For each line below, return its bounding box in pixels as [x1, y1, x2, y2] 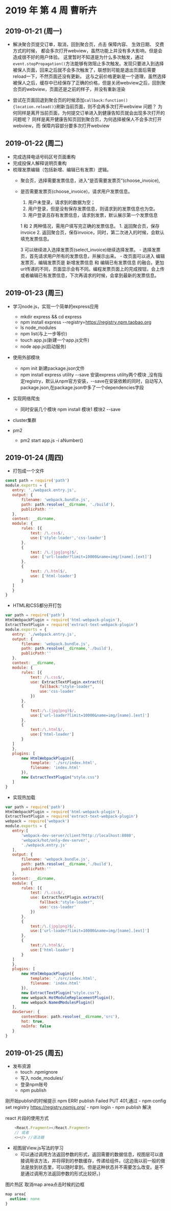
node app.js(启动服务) [20, 343, 66, 349]
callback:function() [84, 98, 128, 103]
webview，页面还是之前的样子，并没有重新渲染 [26, 86, 126, 92]
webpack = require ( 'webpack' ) [5, 819, 70, 824]
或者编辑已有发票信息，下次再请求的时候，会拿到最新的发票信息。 [20, 272, 159, 278]
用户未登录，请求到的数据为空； [28, 199, 95, 205]
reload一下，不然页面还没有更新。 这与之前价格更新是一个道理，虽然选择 [12, 73, 166, 79]
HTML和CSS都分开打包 [12, 602, 62, 609]
